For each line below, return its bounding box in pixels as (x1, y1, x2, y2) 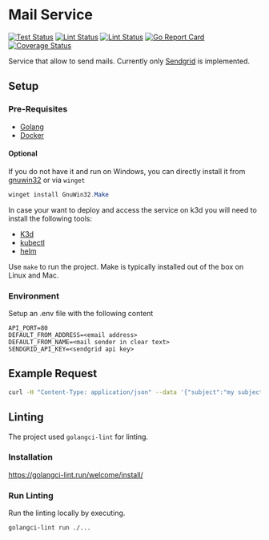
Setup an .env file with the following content (8, 309, 154, 318)
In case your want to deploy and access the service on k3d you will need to (8, 205, 258, 214)
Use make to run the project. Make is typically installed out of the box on (8, 262, 244, 271)
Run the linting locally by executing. (8, 508, 126, 518)
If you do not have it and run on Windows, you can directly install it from (8, 166, 246, 176)
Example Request (8, 367, 98, 380)
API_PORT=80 (8, 324, 48, 332)
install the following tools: (8, 213, 93, 223)
